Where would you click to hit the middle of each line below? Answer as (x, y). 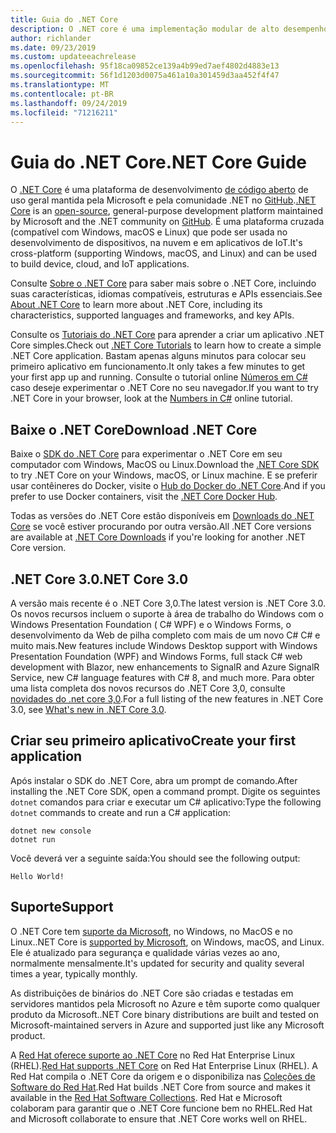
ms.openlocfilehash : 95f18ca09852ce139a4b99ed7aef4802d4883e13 (145, 66)
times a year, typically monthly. (74, 973)
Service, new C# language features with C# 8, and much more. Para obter (162, 677)
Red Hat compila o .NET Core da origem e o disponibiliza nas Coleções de (163, 1076)
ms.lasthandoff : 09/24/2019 (69, 103)
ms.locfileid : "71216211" (64, 112)
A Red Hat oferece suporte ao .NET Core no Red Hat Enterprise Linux (153, 1055)
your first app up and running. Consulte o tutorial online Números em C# (159, 377)
